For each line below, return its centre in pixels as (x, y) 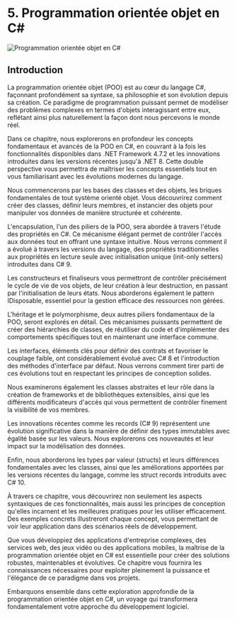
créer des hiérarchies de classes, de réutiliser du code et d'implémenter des (118, 329)
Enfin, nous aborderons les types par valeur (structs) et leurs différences (113, 460)
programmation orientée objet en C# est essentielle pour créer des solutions (118, 555)
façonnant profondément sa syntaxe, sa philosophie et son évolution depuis (118, 94)
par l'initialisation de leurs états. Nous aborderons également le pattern (111, 293)
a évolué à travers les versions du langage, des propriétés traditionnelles (113, 249)
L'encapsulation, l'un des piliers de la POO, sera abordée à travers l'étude (114, 226)
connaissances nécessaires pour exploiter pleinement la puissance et (109, 570)
